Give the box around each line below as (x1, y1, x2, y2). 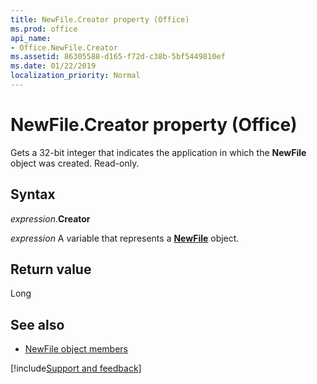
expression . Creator (10, 212, 91, 225)
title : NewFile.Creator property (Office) (10, 14, 190, 25)
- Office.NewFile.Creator (10, 42, 118, 53)
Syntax (10, 186, 56, 203)
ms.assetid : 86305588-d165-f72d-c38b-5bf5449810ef (10, 52, 226, 62)
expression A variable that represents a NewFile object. (10, 232, 240, 244)
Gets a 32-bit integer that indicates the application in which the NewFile (10, 146, 307, 158)
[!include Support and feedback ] (10, 362, 142, 375)
